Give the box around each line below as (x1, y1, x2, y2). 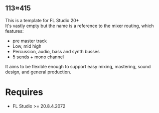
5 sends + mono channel (12, 54, 64, 60)
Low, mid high (12, 43, 42, 49)
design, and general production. (5, 69, 72, 75)
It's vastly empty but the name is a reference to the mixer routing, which (5, 23, 154, 29)
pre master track (12, 38, 47, 44)
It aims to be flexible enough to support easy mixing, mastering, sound (5, 63, 151, 69)
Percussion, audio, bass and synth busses (12, 48, 100, 54)
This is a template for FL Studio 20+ (5, 17, 79, 23)
